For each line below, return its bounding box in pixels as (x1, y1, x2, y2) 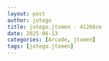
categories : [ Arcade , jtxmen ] (7, 36, 96, 43)
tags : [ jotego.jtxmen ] (7, 43, 74, 50)
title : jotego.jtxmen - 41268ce (7, 23, 102, 30)
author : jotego (7, 17, 52, 24)
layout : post (7, 10, 46, 18)
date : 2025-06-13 (7, 29, 58, 37)
